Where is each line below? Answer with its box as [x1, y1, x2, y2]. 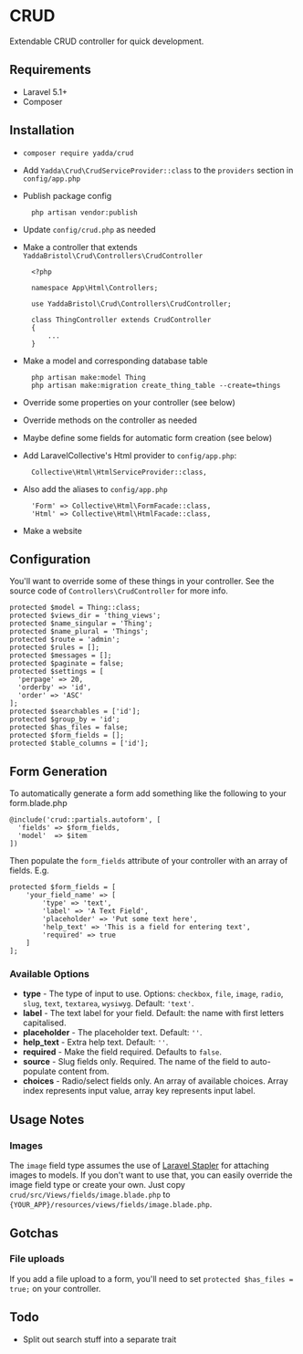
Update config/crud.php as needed [22, 224, 157, 235]
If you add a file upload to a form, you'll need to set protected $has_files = [9, 1273, 294, 1284]
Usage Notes [9, 1111, 85, 1128]
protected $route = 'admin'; [9, 635, 120, 645]
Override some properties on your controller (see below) [22, 396, 235, 407]
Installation [9, 122, 75, 138]
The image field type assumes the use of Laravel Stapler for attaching [9, 1160, 269, 1171]
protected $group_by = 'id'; [9, 715, 120, 724]
